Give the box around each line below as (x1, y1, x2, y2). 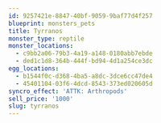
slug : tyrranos (8, 102, 60, 110)
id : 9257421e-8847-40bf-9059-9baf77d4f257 (8, 11, 153, 20)
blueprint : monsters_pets (8, 19, 95, 28)
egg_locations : (8, 65, 60, 73)
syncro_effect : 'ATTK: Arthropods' (8, 87, 128, 95)
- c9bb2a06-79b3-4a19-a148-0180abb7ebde (15, 49, 153, 57)
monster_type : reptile (8, 34, 85, 43)
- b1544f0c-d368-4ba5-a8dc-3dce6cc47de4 (15, 72, 153, 80)
